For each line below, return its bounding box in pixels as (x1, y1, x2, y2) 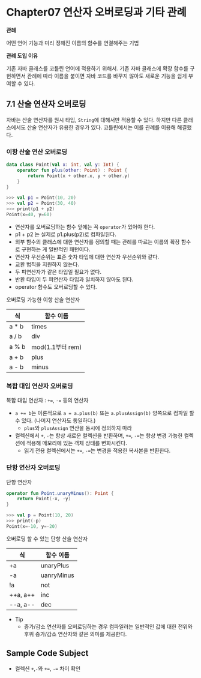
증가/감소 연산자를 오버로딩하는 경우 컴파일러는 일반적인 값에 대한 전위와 (23, 623, 193, 630)
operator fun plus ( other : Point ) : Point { (17, 167, 128, 173)
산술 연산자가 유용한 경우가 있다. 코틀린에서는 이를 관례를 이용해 (26, 124, 176, 131)
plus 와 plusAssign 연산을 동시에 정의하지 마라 (23, 425, 132, 432)
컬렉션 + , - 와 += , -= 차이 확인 (14, 665, 81, 672)
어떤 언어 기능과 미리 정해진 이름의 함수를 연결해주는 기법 (6, 39, 139, 46)
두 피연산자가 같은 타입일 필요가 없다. (14, 268, 102, 275)
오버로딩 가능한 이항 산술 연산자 (6, 295, 80, 303)
